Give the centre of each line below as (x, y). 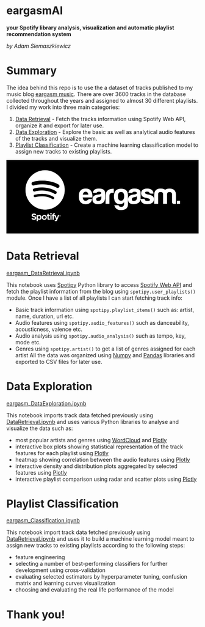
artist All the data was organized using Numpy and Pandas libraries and (105, 355)
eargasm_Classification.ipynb (43, 521)
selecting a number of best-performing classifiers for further (91, 564)
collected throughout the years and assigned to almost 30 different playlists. (102, 100)
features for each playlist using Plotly (62, 453)
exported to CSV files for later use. (59, 362)
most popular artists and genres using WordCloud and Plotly (91, 440)
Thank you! (36, 614)
